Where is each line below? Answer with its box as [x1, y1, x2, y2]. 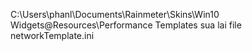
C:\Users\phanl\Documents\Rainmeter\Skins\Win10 [10, 9, 220, 20]
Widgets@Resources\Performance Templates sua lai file [10, 19, 242, 31]
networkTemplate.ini [10, 30, 95, 41]
